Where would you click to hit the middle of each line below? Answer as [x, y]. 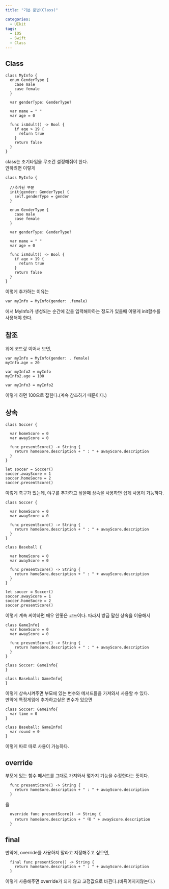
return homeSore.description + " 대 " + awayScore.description [82, 820]
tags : [11, 29]
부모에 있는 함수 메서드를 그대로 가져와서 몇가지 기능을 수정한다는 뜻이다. [77, 776]
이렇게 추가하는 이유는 [27, 291]
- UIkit [18, 24]
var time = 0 [24, 714]
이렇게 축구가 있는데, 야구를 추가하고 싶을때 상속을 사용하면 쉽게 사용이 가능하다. [85, 493]
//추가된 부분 [22, 187]
